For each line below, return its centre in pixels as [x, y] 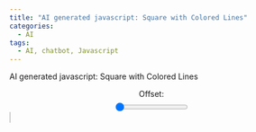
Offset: [151, 94]
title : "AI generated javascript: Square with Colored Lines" [128, 18]
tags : [19, 43]
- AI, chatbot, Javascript [68, 51]
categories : [32, 26]
